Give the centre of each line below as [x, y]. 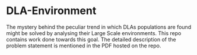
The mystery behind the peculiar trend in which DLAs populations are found [99, 27]
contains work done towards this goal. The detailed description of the [91, 39]
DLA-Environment [51, 11]
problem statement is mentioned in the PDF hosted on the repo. [84, 46]
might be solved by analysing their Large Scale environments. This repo [94, 33]
